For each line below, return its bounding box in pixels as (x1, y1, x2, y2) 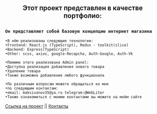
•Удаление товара (5, 69, 41, 74)
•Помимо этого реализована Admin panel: (5, 60, 90, 65)
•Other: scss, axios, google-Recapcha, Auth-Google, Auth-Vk (5, 51, 133, 56)
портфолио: (63, 12, 102, 20)
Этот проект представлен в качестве (22, 4, 143, 12)
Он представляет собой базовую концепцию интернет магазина (5, 28, 153, 34)
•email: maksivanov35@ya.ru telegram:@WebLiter (5, 90, 105, 95)
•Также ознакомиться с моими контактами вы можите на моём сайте (5, 95, 142, 100)
